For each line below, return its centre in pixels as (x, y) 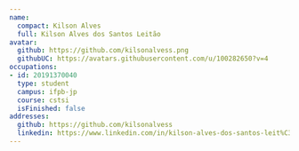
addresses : (29, 116)
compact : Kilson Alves (59, 26)
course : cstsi (43, 100)
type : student (43, 83)
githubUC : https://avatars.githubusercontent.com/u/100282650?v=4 (143, 59)
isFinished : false (52, 108)
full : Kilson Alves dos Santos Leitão (89, 34)
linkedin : (35, 133)
